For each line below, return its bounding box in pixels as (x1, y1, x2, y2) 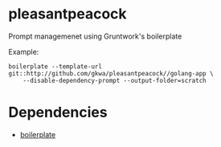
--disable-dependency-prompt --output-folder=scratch (23, 76, 207, 84)
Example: (8, 47, 39, 56)
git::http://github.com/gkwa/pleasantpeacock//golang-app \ (8, 69, 215, 77)
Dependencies (8, 104, 108, 121)
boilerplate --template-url (8, 62, 103, 71)
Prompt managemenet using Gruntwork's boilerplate (8, 31, 182, 41)
